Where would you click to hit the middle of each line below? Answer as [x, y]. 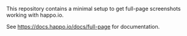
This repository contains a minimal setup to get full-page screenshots [94, 9]
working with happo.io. [35, 15]
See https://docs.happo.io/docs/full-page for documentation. [83, 27]
